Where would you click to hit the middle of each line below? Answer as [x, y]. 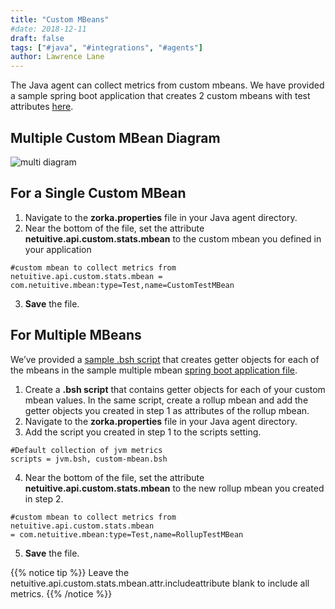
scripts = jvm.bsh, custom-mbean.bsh [89, 459]
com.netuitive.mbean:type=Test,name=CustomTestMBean [122, 285]
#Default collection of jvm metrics [86, 450]
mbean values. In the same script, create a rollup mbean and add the [166, 400]
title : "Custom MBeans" [60, 19]
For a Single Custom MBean [98, 193]
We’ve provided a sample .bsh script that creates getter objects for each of [165, 359]
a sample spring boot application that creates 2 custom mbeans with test [160, 96]
